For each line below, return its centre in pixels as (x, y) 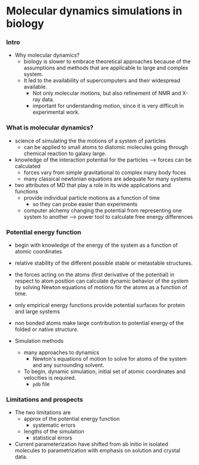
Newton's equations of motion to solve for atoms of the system (110, 359)
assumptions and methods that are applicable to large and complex (106, 68)
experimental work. (56, 112)
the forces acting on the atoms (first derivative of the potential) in (94, 275)
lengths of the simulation (54, 432)
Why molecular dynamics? (47, 55)
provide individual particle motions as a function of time (92, 197)
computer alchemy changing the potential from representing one (103, 210)
